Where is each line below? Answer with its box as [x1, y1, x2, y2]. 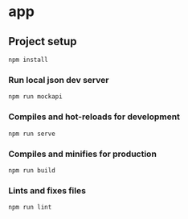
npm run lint [8, 204, 52, 212]
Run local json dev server [8, 74, 109, 85]
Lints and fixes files [8, 184, 87, 196]
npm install [8, 56, 48, 64]
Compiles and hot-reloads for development [8, 111, 181, 122]
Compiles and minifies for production [8, 148, 157, 159]
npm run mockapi [8, 93, 63, 101]
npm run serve [8, 130, 56, 138]
